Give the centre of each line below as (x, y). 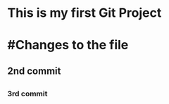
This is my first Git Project (84, 13)
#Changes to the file (68, 45)
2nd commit (34, 71)
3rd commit (27, 94)
